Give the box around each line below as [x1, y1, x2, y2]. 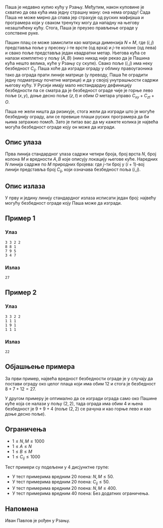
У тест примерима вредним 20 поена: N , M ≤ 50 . [12, 474, 114, 480]
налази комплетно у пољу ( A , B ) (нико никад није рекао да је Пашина [5, 55, 150, 61]
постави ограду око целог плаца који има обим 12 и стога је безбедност [5, 380, 156, 386]
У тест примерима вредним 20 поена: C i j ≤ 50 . [12, 479, 110, 486]
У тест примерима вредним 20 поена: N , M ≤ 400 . [12, 486, 117, 491]
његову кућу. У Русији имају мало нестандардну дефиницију [5, 82, 132, 88]
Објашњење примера [5, 362, 75, 371]
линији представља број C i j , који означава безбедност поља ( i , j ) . [5, 167, 141, 174]
